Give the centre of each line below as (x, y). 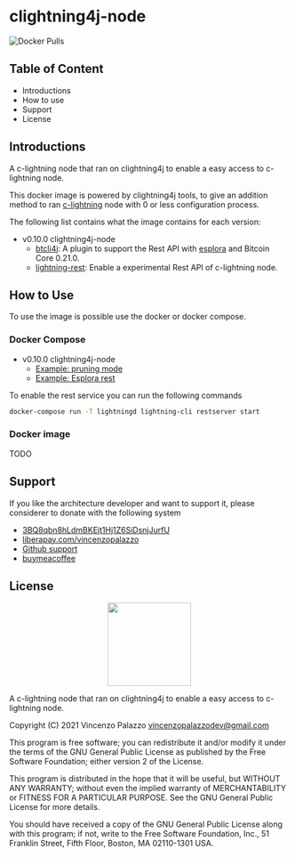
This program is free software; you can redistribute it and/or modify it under (148, 743)
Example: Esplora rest (75, 378)
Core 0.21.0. (57, 258)
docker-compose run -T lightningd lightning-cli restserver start (135, 411)
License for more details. (55, 807)
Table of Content (56, 69)
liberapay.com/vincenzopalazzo (80, 539)
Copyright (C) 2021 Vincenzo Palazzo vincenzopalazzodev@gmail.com (139, 725)
